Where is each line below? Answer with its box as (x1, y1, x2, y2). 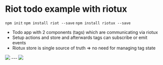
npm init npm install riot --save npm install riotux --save (5, 21, 131, 26)
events (12, 39, 26, 45)
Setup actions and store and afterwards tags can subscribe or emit (12, 34, 148, 40)
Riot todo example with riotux (5, 3, 128, 15)
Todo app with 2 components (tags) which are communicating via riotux (12, 29, 158, 35)
